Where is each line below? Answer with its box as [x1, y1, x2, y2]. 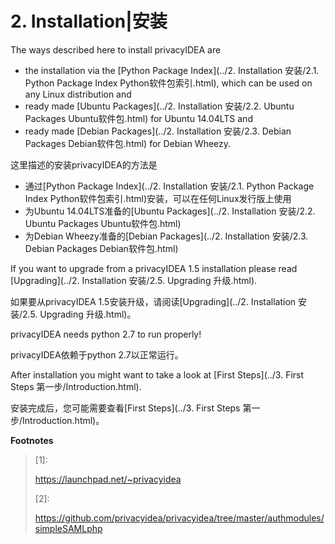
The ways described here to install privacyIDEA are [10, 43, 222, 56]
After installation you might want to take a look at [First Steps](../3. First [10, 368, 305, 381]
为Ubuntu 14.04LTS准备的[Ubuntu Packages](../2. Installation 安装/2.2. [24, 205, 316, 217]
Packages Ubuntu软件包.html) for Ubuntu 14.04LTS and [24, 112, 253, 124]
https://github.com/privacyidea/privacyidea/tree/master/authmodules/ [34, 512, 325, 524]
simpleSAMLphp [34, 522, 103, 534]
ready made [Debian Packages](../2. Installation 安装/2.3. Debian [24, 125, 292, 137]
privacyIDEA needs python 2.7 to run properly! [10, 328, 202, 340]
